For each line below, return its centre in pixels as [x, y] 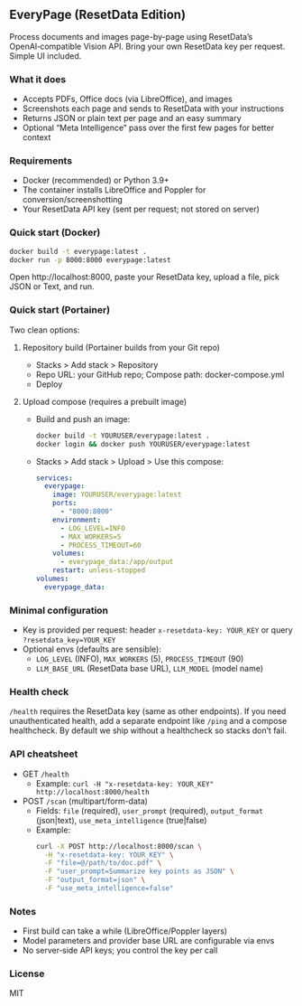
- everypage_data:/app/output [117, 562]
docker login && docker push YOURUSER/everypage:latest [143, 444]
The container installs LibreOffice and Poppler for [114, 190]
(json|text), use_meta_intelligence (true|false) [121, 820]
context [37, 137]
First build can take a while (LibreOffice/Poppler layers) [125, 931]
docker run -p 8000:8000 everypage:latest [90, 260]
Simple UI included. [46, 56]
